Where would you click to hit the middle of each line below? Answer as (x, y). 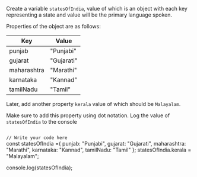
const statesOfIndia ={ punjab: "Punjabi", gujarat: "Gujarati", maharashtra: (96, 144)
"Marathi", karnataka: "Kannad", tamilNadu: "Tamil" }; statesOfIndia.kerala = (99, 150)
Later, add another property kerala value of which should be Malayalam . (93, 104)
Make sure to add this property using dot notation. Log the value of (88, 115)
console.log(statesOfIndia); (39, 168)
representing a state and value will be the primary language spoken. (89, 15)
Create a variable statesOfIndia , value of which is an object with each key (97, 9)
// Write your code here (37, 138)
